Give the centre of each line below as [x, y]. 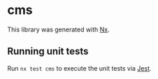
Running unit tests [48, 51]
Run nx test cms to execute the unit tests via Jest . [79, 68]
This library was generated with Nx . [58, 29]
